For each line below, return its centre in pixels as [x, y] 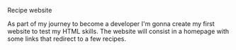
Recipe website [30, 10]
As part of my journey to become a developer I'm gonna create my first [111, 24]
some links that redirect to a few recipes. [67, 39]
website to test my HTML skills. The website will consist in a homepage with [118, 31]
